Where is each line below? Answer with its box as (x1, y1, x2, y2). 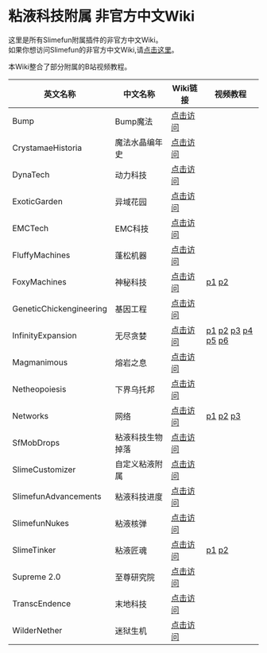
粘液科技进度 (114, 491, 163, 502)
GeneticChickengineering (12, 303, 107, 314)
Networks (12, 410, 49, 421)
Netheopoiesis (12, 383, 67, 394)
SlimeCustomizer (12, 464, 76, 475)
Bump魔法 (114, 116, 153, 127)
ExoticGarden (12, 195, 64, 207)
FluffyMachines (12, 249, 71, 261)
